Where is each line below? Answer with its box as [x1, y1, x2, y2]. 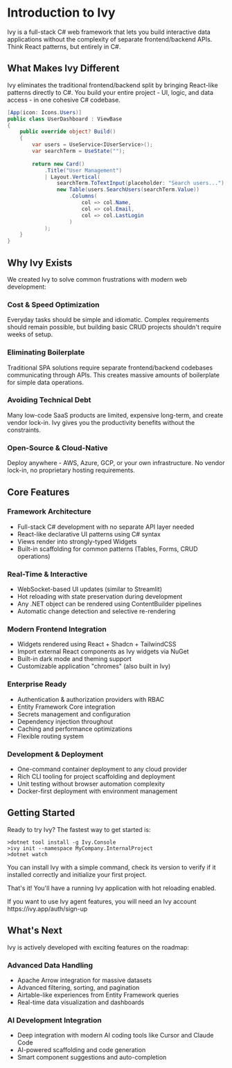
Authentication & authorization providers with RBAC [17, 695, 165, 703]
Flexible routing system [17, 732, 84, 740]
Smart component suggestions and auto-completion [17, 1053, 167, 1062]
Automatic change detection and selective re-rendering [17, 607, 176, 615]
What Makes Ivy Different [7, 62, 120, 74]
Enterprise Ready [7, 680, 67, 689]
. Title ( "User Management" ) [44, 167, 123, 174]
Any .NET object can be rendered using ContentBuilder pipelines [17, 600, 202, 608]
